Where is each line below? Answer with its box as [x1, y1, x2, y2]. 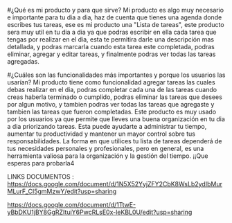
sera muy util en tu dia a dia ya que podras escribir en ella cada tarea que [7, 28, 217, 36]
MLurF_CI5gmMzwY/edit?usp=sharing [7, 187, 117, 195]
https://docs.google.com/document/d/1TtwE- [7, 201, 136, 208]
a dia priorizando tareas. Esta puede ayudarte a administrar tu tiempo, [7, 123, 207, 130]
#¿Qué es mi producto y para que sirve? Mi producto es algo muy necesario [7, 6, 224, 14]
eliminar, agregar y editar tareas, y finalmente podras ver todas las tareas [7, 50, 216, 58]
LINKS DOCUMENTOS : [7, 172, 74, 181]
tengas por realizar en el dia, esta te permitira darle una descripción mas [7, 35, 215, 44]
